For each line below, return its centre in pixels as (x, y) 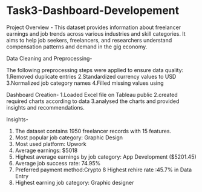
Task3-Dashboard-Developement (93, 11)
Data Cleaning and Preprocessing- (49, 58)
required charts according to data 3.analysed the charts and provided (93, 101)
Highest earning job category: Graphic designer (74, 182)
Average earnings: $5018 (46, 150)
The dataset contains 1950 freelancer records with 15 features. (93, 131)
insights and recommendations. (45, 107)
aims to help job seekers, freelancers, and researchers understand (89, 40)
